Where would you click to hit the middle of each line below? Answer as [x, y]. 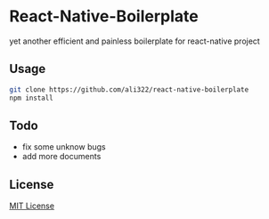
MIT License [32, 206]
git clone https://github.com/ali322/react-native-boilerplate [129, 89]
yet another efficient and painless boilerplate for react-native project [134, 41]
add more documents [61, 157]
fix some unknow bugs [64, 147]
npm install [31, 98]
